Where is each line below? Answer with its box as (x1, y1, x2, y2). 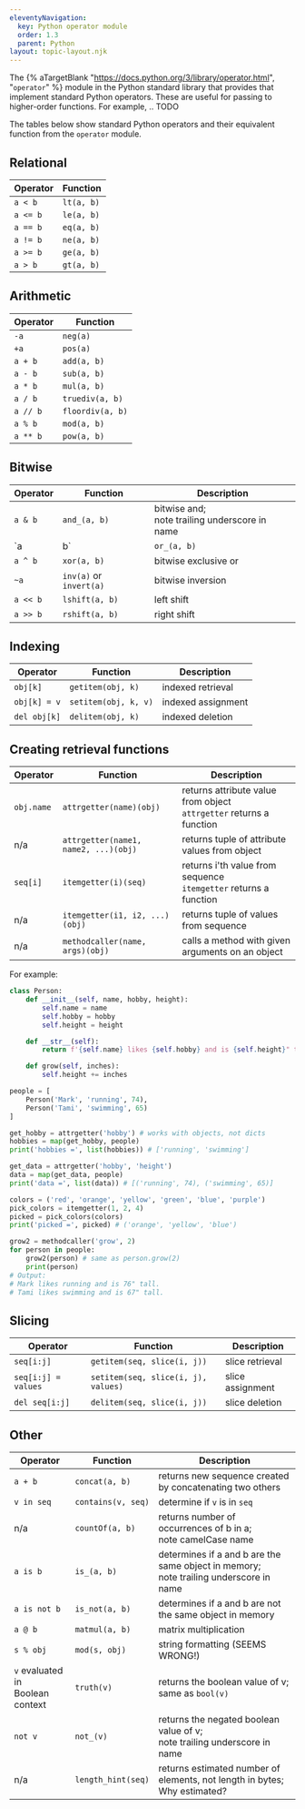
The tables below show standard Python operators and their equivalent (9, 119, 275, 130)
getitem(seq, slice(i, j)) (90, 1357, 207, 1367)
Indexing (9, 638, 61, 654)
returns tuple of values (181, 908, 279, 920)
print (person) (25, 1262, 79, 1271)
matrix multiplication (158, 1623, 245, 1636)
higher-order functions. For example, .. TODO (9, 101, 180, 112)
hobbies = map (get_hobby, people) (9, 1137, 141, 1146)
